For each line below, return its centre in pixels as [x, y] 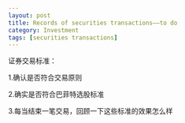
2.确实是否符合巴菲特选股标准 [56, 95]
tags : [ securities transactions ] [63, 37]
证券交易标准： [32, 61]
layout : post [30, 15]
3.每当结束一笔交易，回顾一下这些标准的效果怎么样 [91, 111]
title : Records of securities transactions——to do [93, 23]
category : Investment [44, 30]
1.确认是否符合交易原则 [45, 78]
